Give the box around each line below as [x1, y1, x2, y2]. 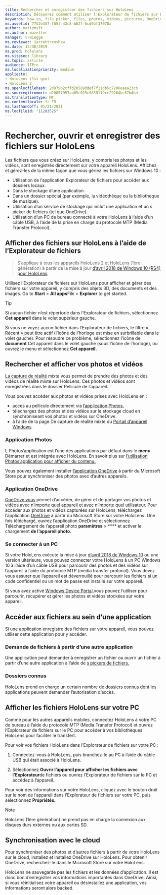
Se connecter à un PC [5, 540, 58, 547]
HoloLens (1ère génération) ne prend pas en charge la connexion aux [5, 816, 146, 822]
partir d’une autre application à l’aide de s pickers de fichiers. [5, 660, 129, 666]
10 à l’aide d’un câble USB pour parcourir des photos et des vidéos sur [5, 562, 148, 568]
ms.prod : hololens [5, 49, 43, 54]
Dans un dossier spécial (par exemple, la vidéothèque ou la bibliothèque [12, 193, 160, 199]
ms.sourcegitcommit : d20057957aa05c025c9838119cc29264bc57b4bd [5, 90, 138, 95]
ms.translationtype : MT [5, 95, 54, 100]
